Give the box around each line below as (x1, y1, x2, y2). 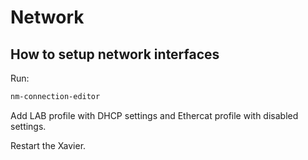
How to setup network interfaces (10, 46, 220, 63)
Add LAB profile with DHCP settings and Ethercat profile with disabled (10, 109, 299, 121)
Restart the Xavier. (10, 139, 87, 151)
